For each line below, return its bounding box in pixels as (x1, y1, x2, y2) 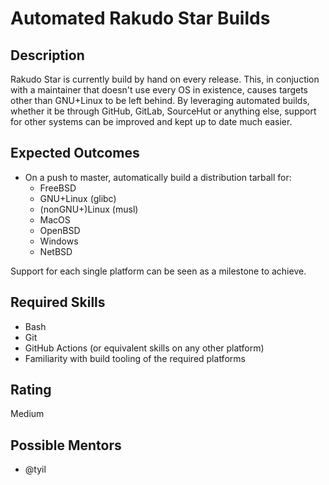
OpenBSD (39, 224, 81, 236)
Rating (10, 382, 52, 399)
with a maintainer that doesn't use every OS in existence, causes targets (10, 84, 309, 96)
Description (10, 47, 85, 64)
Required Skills (10, 294, 106, 311)
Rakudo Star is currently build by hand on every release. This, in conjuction (10, 73, 320, 85)
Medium (10, 408, 45, 420)
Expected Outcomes (10, 145, 140, 162)
